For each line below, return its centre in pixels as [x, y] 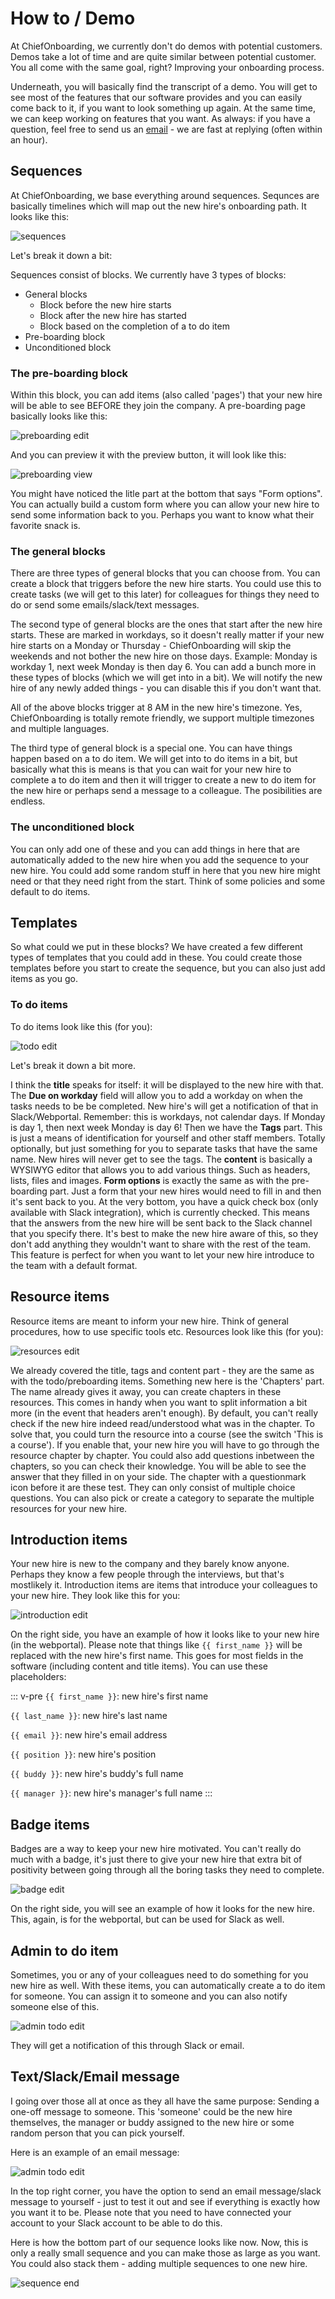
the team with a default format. [74, 1265]
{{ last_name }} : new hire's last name [89, 1716]
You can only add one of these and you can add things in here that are [155, 849]
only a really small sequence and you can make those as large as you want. [165, 2253]
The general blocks [58, 551]
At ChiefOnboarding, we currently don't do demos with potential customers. [166, 46]
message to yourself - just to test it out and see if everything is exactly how [165, 2201]
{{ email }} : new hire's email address [89, 1735]
